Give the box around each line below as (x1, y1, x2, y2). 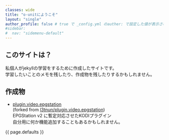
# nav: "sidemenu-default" (5, 31, 64, 36)
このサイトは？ (5, 51, 52, 59)
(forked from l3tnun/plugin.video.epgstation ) (12, 106, 105, 112)
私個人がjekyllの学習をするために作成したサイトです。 (5, 65, 117, 71)
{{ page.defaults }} (5, 129, 44, 135)
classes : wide (5, 7, 35, 13)
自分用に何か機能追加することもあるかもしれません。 (12, 119, 123, 125)
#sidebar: (5, 26, 26, 31)
